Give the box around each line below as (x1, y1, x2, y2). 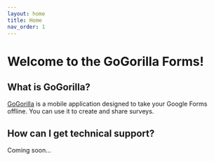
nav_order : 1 (7, 23, 46, 30)
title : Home (7, 17, 42, 24)
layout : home (7, 10, 46, 17)
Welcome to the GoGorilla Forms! (7, 53, 204, 69)
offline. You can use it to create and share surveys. (7, 107, 154, 115)
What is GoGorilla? (7, 81, 91, 93)
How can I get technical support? (7, 127, 155, 139)
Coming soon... (7, 146, 51, 155)
